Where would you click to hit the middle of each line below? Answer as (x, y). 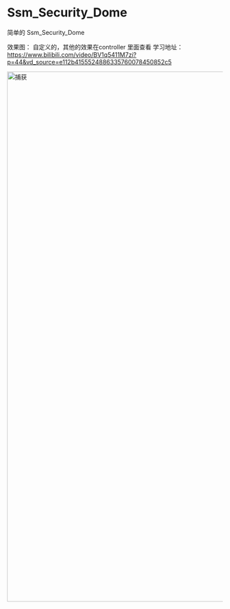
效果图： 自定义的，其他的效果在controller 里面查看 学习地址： (95, 47)
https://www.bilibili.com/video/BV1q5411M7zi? (72, 54)
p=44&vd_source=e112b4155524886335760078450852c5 (90, 62)
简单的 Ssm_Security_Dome (46, 32)
